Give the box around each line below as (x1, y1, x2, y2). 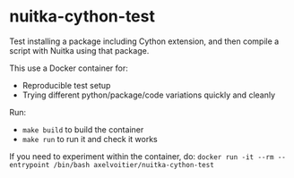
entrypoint (9, 160, 50, 169)
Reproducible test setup (22, 80, 111, 90)
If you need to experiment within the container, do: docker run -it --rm (9, 150, 274, 162)
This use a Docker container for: (9, 63, 128, 73)
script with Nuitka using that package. (9, 45, 150, 55)
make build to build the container (22, 123, 144, 135)
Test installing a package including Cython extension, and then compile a (9, 36, 280, 47)
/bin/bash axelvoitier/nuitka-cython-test (53, 160, 215, 169)
